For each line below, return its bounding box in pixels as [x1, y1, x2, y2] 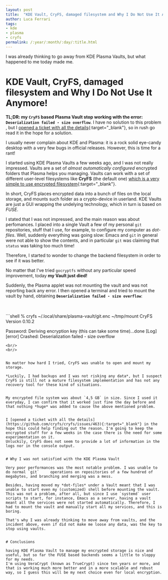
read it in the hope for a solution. [5, 130, 73, 136]
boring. [5, 509, 22, 514]
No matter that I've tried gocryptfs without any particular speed [5, 267, 136, 273]
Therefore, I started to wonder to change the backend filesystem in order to [5, 252, 161, 258]
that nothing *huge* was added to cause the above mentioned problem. [5, 404, 156, 409]
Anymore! [5, 97, 48, 109]
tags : [5, 21, 17, 26]
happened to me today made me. [5, 58, 74, 65]
